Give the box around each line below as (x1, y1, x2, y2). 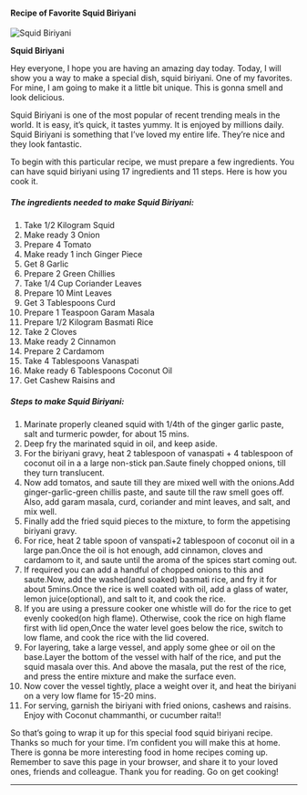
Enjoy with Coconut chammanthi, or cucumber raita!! (23, 710, 221, 721)
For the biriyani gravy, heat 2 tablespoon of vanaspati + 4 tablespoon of (23, 448, 294, 459)
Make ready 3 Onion (23, 229, 101, 241)
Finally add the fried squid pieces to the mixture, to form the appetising (23, 516, 291, 527)
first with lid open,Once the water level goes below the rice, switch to (23, 622, 283, 633)
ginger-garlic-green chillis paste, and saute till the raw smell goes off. (23, 486, 285, 497)
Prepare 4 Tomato (23, 239, 92, 250)
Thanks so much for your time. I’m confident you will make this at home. (10, 737, 281, 748)
